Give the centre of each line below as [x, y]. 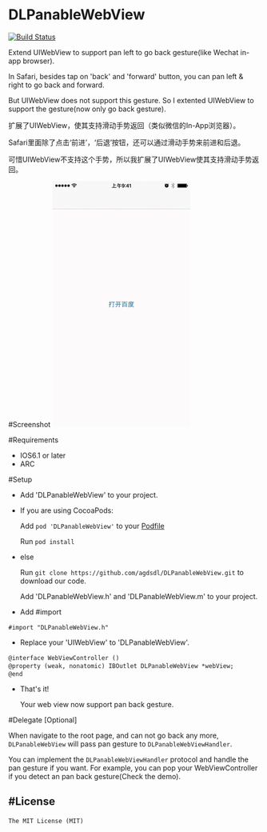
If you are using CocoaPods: [67, 510]
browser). [39, 61]
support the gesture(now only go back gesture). [87, 109]
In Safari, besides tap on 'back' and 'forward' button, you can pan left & [126, 76]
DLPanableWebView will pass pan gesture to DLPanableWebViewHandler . [120, 744]
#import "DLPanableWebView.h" [59, 627]
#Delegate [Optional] [43, 720]
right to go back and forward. [57, 85]
